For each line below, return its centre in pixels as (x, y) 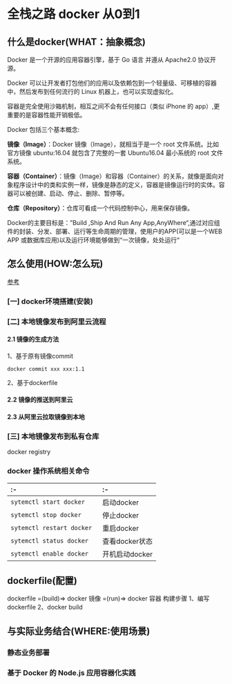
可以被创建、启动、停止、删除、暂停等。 (70, 193)
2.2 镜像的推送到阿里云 (40, 400)
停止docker (121, 515)
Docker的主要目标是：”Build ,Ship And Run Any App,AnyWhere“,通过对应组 (114, 223)
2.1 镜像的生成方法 (33, 340)
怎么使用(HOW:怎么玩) (55, 264)
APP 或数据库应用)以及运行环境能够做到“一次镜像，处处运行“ (93, 240)
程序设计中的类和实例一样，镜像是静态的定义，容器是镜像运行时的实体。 (116, 185)
